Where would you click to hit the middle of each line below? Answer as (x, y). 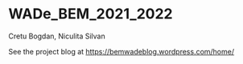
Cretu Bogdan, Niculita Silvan (57, 36)
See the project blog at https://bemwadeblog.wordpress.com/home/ (121, 51)
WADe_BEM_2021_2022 (91, 14)
